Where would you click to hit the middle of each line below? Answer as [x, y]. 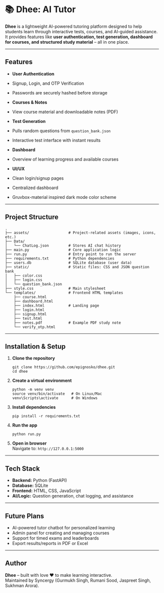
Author [16, 563]
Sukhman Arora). [22, 585]
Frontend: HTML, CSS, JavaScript [47, 491]
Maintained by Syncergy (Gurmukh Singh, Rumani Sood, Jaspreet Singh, [78, 580]
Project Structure [32, 217]
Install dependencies [34, 407]
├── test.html [28, 318]
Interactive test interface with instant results [56, 140]
